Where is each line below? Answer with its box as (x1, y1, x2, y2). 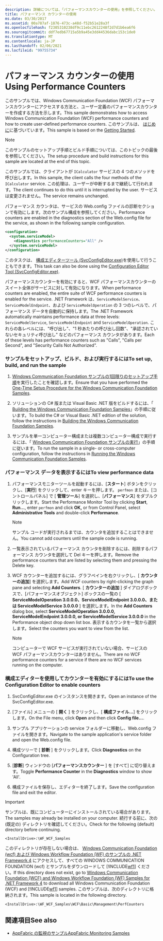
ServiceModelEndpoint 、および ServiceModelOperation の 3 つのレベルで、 (5, 302, 153, 308)
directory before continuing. (5, 827, 61, 832)
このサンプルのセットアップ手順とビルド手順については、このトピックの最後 (5, 147, 158, 153)
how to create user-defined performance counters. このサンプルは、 (5, 121, 142, 127)
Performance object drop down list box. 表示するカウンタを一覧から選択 (12, 620, 157, 625)
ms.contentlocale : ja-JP (5, 39, 55, 44)
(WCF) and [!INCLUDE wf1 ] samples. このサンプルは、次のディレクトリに (5, 886, 150, 892)
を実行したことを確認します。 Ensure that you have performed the (16, 379, 148, 385)
